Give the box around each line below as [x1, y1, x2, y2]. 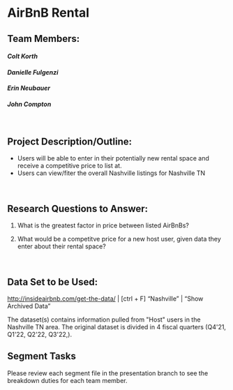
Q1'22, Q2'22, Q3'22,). [7, 330, 72, 338]
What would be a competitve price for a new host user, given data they [17, 235, 221, 243]
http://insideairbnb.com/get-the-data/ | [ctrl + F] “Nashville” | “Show [7, 294, 204, 303]
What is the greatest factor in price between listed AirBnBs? [17, 221, 190, 230]
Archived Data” [7, 302, 51, 310]
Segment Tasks [7, 350, 77, 362]
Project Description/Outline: [7, 135, 133, 147]
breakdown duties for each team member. [7, 376, 128, 384]
